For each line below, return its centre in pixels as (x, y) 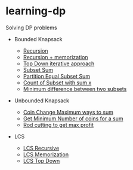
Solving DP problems (31, 28)
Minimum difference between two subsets (75, 89)
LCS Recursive (41, 148)
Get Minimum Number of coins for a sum (73, 119)
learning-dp (36, 11)
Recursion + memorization (55, 57)
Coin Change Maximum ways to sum (68, 112)
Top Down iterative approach (59, 63)
